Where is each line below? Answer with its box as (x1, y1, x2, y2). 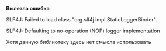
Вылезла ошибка (6, 5, 50, 12)
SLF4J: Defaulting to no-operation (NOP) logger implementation (6, 27, 160, 34)
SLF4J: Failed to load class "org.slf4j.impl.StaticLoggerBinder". (6, 16, 157, 23)
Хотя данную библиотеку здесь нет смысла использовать (6, 39, 151, 45)
